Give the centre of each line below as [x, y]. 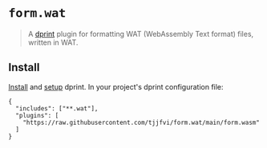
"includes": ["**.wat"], [57, 108]
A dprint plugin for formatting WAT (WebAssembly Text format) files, [141, 34]
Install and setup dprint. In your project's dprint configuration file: [116, 86]
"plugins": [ [37, 115]
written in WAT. [53, 42]
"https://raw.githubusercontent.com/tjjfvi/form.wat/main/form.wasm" [142, 122]
